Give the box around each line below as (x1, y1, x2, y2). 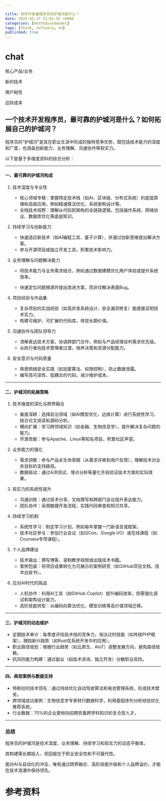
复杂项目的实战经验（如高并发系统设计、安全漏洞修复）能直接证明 (19, 305, 154, 311)
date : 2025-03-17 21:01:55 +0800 (5, 16, 74, 21)
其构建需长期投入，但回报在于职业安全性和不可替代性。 (5, 751, 118, 757)
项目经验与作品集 (12, 295, 47, 301)
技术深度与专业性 (12, 184, 47, 190)
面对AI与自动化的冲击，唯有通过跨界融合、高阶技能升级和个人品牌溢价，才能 (5, 761, 161, 767)
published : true (5, 30, 39, 35)
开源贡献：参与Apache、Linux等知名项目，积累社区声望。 (19, 436, 137, 442)
